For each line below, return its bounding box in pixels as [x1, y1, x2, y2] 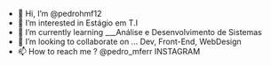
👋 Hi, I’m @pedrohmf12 [17, 9, 102, 18]
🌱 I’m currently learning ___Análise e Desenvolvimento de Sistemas [17, 27, 262, 37]
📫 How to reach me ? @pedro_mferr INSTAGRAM [17, 47, 201, 56]
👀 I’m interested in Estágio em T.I [17, 18, 139, 28]
